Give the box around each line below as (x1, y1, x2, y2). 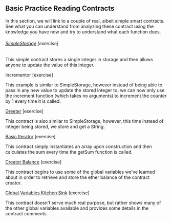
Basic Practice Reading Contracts (5, 4, 115, 13)
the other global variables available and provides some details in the (5, 205, 149, 211)
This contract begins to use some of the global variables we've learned (5, 169, 155, 175)
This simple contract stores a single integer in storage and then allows (5, 57, 154, 63)
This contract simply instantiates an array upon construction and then (5, 143, 152, 150)
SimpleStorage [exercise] (5, 41, 59, 47)
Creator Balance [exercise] (5, 159, 62, 165)
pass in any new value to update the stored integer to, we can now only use (5, 87, 165, 94)
